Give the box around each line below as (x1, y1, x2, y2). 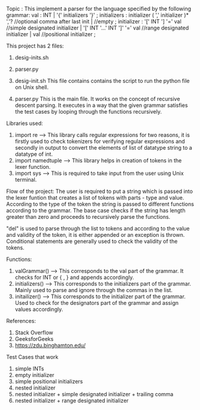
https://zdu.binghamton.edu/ (14, 342, 86, 349)
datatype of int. (14, 150, 53, 158)
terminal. (14, 176, 37, 183)
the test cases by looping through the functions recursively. (14, 108, 162, 115)
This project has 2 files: (6, 42, 64, 49)
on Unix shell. (14, 84, 49, 91)
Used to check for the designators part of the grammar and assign (14, 299, 179, 306)
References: (6, 317, 36, 324)
